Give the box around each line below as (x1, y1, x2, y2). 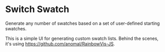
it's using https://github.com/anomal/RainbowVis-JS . (5, 40, 115, 46)
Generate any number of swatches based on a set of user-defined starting (5, 20, 160, 26)
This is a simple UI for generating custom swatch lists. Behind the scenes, (5, 35, 159, 41)
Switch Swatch (5, 4, 70, 15)
